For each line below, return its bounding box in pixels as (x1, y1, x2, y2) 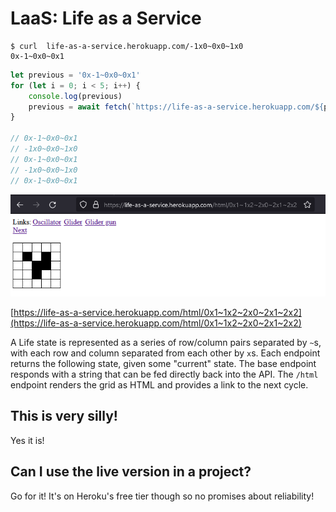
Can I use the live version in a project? (10, 463, 252, 481)
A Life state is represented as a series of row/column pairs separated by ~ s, (10, 336, 322, 348)
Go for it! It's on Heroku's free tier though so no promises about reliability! (10, 490, 315, 502)
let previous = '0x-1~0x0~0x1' (10, 70, 141, 80)
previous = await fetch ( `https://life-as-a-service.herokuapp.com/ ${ (28, 102, 325, 112)
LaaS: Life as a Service (10, 7, 202, 30)
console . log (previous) (28, 91, 123, 101)
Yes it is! (10, 434, 45, 446)
